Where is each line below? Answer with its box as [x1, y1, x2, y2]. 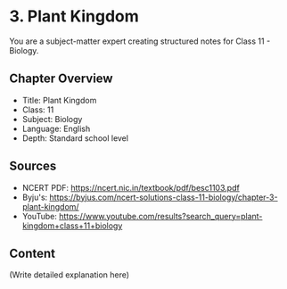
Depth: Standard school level [21, 132, 129, 144]
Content [9, 245, 56, 260]
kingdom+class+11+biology [21, 220, 123, 231]
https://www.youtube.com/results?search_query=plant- [59, 211, 263, 221]
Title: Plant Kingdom [21, 95, 97, 105]
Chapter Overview [9, 71, 113, 87]
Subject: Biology [21, 113, 83, 124]
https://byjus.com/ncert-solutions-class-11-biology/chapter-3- [49, 192, 278, 202]
